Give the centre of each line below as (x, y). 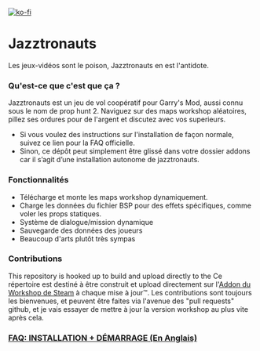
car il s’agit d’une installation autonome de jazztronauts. (110, 160)
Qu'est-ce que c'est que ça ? (64, 85)
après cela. (26, 317)
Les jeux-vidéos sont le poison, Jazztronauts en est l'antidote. (109, 65)
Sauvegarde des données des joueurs (81, 230)
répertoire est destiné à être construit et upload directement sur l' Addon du (130, 284)
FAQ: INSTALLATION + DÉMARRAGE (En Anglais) (103, 338)
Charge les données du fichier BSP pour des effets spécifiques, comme (135, 205)
